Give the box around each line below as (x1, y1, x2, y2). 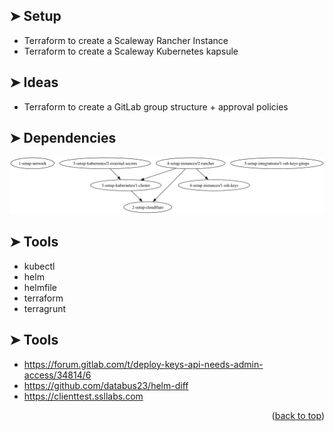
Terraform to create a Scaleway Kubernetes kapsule (23, 45, 239, 57)
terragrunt (23, 302, 67, 314)
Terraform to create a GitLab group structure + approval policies (23, 100, 289, 113)
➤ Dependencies (9, 130, 117, 147)
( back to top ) (271, 409, 325, 421)
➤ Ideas (9, 74, 59, 91)
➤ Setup (9, 8, 62, 25)
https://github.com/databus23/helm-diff (23, 379, 189, 391)
